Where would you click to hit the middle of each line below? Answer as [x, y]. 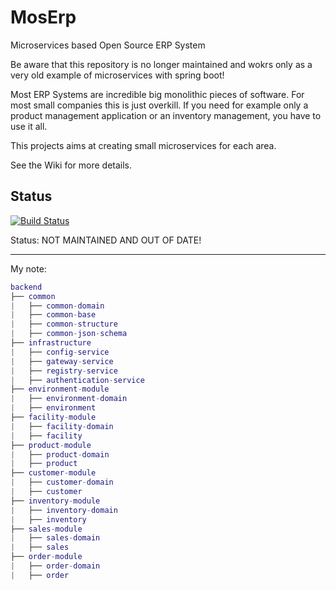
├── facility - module [53, 417]
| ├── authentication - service [77, 380]
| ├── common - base [53, 315]
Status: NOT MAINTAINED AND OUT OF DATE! [106, 240]
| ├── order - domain [55, 566]
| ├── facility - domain [62, 426]
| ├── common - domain [57, 306]
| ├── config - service [60, 352]
